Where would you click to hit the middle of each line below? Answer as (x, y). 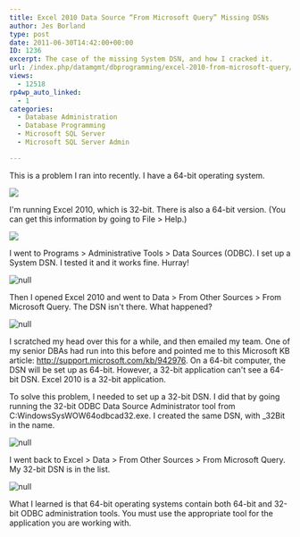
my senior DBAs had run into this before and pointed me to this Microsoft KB (150, 350)
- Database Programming (61, 126)
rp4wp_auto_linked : (46, 92)
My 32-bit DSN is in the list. (60, 469)
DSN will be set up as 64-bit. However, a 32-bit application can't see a (139, 369)
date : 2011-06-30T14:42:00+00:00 (71, 42)
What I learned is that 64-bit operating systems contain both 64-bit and (141, 503)
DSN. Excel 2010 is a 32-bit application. (94, 379)
